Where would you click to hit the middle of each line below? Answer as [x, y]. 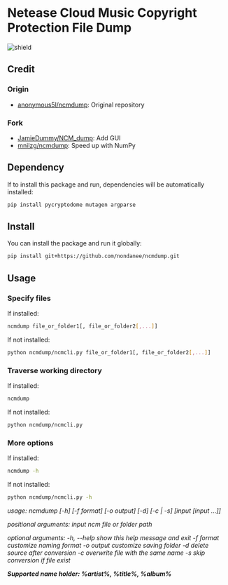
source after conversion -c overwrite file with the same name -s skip [106, 553]
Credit [21, 69]
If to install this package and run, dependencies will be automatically [106, 184]
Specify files [29, 298]
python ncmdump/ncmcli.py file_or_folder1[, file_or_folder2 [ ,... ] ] [109, 352]
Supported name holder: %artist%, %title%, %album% [90, 574]
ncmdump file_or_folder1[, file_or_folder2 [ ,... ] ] [83, 326]
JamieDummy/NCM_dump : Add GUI [69, 137]
